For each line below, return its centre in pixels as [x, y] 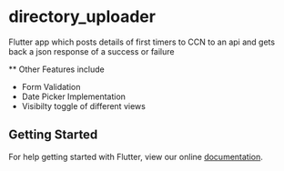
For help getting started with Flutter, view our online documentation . [136, 156]
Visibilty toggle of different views [84, 106]
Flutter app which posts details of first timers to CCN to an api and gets [142, 42]
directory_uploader [82, 17]
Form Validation [51, 86]
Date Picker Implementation [74, 96]
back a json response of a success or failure [91, 51]
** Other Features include [57, 69]
